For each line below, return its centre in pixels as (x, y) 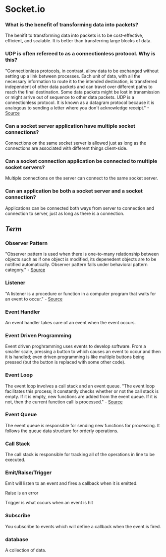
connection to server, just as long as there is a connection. (65, 213)
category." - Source (25, 270)
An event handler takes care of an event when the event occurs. (71, 322)
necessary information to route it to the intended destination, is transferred (81, 81)
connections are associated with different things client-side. (66, 148)
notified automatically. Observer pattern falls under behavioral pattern (76, 265)
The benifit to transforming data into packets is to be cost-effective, (74, 35)
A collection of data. (26, 550)
